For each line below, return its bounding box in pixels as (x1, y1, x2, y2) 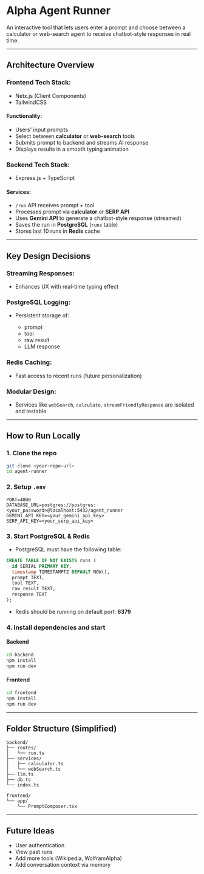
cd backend (6, 652, 34, 658)
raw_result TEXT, (12, 586, 56, 592)
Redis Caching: (6, 358, 52, 366)
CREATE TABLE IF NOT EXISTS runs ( (6, 557, 97, 563)
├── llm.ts (6, 771, 34, 778)
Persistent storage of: (15, 312, 70, 319)
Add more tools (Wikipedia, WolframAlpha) (15, 855, 123, 862)
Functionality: (6, 112, 42, 120)
